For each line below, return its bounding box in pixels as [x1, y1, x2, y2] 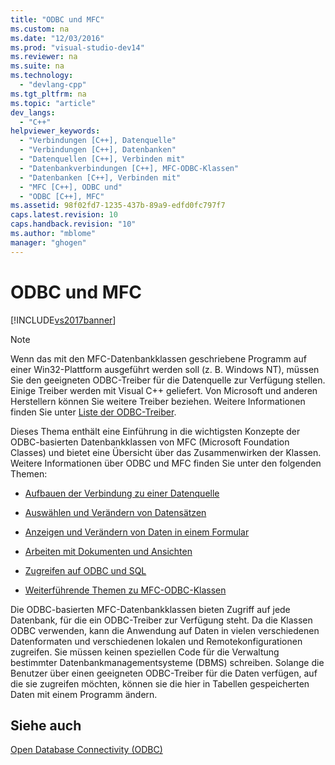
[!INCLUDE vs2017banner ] [10, 314, 117, 326]
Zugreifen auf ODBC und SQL [24, 564, 147, 576]
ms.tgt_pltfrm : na [10, 89, 87, 99]
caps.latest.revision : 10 [10, 210, 118, 220]
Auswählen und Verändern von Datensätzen [24, 506, 207, 518]
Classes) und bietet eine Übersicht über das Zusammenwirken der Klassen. [10, 446, 322, 458]
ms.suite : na [10, 61, 65, 71]
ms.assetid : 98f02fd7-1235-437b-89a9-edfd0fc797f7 [10, 201, 226, 211]
